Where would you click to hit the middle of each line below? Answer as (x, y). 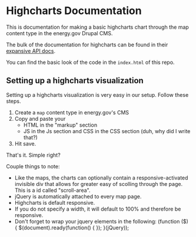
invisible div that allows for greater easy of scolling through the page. (99, 184)
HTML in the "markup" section (60, 125)
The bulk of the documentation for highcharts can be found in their (87, 45)
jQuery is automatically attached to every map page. (78, 196)
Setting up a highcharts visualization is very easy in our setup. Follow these (97, 94)
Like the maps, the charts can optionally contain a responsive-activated (101, 178)
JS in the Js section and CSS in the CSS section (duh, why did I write (107, 131)
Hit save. (25, 143)
